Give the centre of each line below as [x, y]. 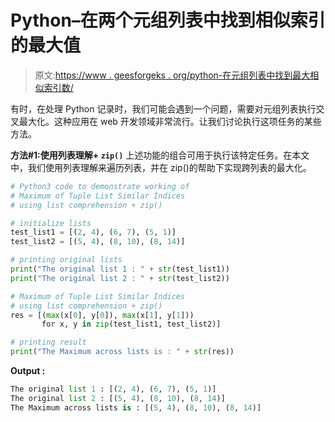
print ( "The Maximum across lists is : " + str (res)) [122, 352]
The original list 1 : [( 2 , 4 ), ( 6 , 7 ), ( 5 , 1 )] [113, 389]
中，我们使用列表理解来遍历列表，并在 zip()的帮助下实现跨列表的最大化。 [161, 167]
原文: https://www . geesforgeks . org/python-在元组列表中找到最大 [172, 75]
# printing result [48, 342]
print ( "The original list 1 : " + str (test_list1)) [120, 269]
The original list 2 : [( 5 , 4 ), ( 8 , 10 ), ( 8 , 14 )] [118, 398]
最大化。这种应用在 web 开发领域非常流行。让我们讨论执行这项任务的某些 [170, 121]
